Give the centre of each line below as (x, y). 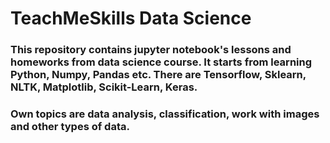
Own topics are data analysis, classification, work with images (165, 114)
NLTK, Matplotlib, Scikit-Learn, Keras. (104, 87)
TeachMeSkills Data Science (131, 18)
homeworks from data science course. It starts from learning (161, 62)
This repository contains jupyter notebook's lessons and (151, 50)
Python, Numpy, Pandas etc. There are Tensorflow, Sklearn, (158, 75)
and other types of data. (70, 127)
